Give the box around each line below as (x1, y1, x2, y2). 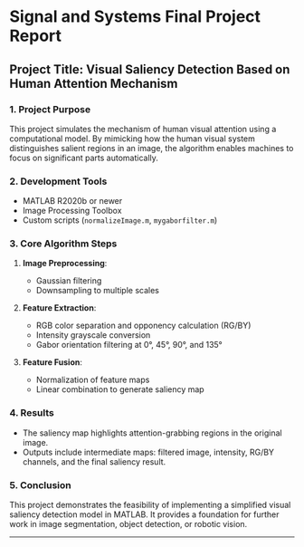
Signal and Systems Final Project (9, 6, 261, 27)
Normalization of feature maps (35, 374, 150, 386)
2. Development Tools (9, 175, 108, 187)
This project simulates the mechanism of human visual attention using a (9, 123, 277, 134)
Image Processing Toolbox (22, 206, 122, 216)
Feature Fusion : (22, 357, 83, 368)
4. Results (9, 407, 54, 419)
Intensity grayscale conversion (35, 330, 151, 341)
